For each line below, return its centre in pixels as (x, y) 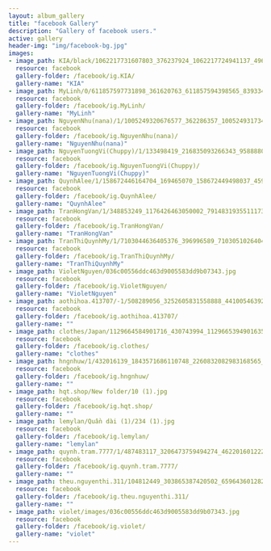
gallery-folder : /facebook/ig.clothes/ (83, 347)
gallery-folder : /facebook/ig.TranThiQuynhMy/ (95, 256)
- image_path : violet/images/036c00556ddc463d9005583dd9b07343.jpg (124, 511)
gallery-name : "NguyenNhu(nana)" (72, 143)
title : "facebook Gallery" (54, 23)
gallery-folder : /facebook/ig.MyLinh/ (81, 106)
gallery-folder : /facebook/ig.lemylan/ (83, 436)
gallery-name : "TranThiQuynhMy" (70, 263)
